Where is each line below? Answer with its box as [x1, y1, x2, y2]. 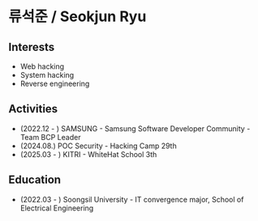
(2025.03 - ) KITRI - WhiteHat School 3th [19, 149, 157, 159]
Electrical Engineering [19, 203, 94, 213]
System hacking [19, 70, 75, 79]
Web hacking [19, 62, 65, 71]
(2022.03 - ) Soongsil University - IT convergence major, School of [19, 194, 244, 204]
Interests [8, 40, 55, 53]
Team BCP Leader [19, 132, 81, 142]
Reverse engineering [19, 79, 90, 88]
